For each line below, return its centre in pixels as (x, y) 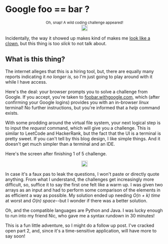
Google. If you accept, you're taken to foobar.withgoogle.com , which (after (82, 97)
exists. (12, 113)
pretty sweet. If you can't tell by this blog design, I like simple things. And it (83, 138)
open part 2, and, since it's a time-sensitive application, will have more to (81, 230)
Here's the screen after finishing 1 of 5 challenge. (56, 153)
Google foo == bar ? (47, 9)
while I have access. (26, 82)
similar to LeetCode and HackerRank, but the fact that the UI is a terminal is (83, 133)
